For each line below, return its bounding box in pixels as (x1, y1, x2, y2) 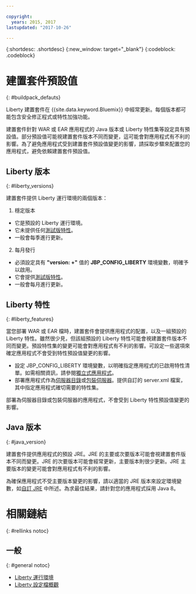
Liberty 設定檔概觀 (14, 581, 59, 588)
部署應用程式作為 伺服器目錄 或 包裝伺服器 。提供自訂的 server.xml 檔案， (14, 376, 186, 383)
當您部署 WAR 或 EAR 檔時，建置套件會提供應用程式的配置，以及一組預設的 (6, 327, 187, 334)
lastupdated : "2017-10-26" (6, 25, 72, 30)
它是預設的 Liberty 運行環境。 (14, 219, 86, 226)
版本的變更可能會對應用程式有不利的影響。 (10, 465, 114, 472)
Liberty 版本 (6, 166, 51, 176)
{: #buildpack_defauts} (6, 94, 61, 101)
